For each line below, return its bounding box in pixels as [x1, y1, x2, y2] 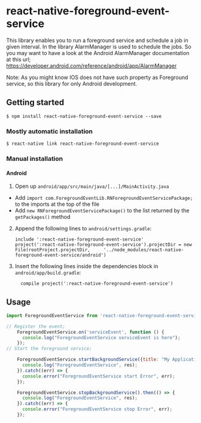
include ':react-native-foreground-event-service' [14, 236, 144, 243]
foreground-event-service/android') [14, 252, 106, 258]
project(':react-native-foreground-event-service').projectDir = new [14, 242, 193, 248]
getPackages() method [14, 214, 71, 221]
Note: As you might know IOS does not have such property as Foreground [6, 74, 188, 81]
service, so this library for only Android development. [6, 80, 138, 87]
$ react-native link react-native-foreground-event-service [6, 141, 160, 147]
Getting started [6, 98, 65, 108]
